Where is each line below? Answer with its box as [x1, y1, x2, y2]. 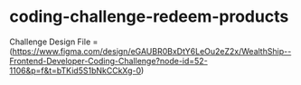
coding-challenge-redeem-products [9, 6, 289, 27]
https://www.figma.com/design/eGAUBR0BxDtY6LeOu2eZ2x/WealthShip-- [12, 45, 292, 56]
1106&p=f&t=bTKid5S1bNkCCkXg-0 [9, 65, 142, 76]
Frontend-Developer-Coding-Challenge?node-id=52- [9, 55, 208, 66]
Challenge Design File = [9, 36, 99, 47]
